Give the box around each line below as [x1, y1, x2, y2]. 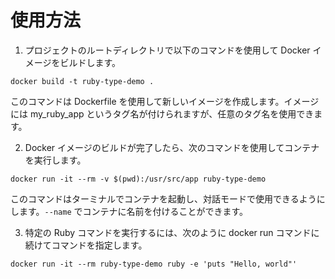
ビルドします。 [59, 56, 122, 68]
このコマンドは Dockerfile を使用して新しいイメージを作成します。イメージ [10, 95, 320, 107]
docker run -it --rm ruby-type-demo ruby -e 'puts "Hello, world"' [10, 259, 298, 269]
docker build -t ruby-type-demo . [10, 76, 155, 86]
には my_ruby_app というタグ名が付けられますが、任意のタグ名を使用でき [10, 107, 315, 120]
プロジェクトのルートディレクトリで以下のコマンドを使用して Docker [24, 44, 311, 56]
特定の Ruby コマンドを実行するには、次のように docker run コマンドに [24, 226, 320, 238]
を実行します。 [24, 154, 87, 166]
